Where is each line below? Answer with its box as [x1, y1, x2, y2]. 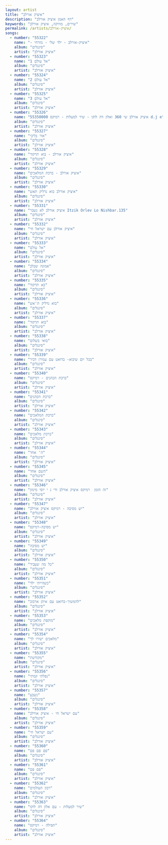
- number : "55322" [10, 36, 49, 41]
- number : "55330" [10, 184, 49, 189]
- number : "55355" [10, 650, 49, 656]
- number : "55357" [10, 688, 49, 693]
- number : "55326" [10, 110, 49, 115]
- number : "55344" [10, 446, 49, 451]
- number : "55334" [10, 259, 49, 264]
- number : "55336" [10, 296, 49, 301]
